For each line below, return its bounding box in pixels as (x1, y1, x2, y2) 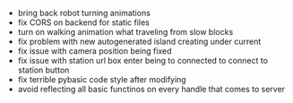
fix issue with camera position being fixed (17, 46, 172, 56)
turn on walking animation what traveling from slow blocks (17, 27, 234, 37)
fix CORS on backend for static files (17, 17, 150, 28)
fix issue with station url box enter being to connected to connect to (17, 56, 269, 65)
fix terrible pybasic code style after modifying (17, 74, 186, 84)
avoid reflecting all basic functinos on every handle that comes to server (17, 84, 285, 94)
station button (17, 64, 70, 75)
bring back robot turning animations (17, 8, 151, 18)
